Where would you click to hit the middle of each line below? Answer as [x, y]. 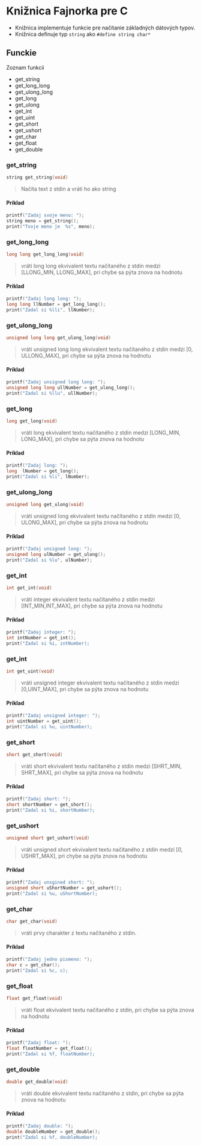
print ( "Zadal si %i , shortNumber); [51, 810]
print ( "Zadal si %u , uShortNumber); [52, 894]
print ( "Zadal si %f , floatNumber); [51, 1054]
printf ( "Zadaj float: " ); [38, 1043]
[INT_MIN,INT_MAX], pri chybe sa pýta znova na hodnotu [92, 606]
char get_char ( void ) [32, 922]
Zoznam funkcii [25, 67]
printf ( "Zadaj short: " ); [38, 799]
